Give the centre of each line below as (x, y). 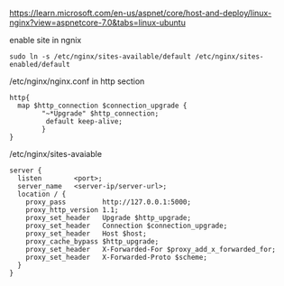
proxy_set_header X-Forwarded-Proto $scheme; (116, 257)
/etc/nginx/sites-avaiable (55, 154)
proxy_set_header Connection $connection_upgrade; (127, 226)
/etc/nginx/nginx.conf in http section (77, 81)
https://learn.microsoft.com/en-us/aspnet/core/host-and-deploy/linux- (141, 13)
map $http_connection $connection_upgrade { (102, 106)
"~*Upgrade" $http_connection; (101, 114)
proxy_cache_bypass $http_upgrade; (92, 242)
